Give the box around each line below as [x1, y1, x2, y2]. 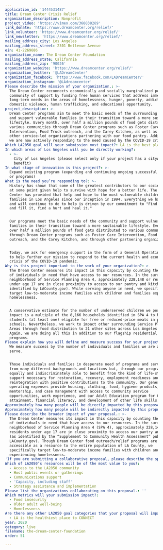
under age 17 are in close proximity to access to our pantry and [9, 281, 147, 287]
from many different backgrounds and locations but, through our [9, 366, 145, 371]
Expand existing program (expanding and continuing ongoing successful [9, 170, 158, 175]
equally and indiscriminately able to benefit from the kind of [9, 371, 142, 376]
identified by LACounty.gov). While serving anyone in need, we [9, 286, 142, 291]
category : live [5, 524, 36, 530]
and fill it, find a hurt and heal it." [9, 206, 92, 211]
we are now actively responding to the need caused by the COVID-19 [9, 138, 151, 143]
